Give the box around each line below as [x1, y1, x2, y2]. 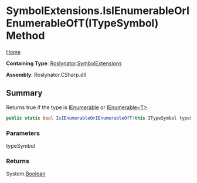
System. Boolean [6, 170, 46, 177]
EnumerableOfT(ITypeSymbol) [6, 16, 159, 30]
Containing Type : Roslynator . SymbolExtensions [6, 60, 122, 67]
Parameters [6, 129, 40, 137]
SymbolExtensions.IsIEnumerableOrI [6, 4, 189, 18]
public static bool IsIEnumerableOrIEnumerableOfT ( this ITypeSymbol [6, 115, 177, 121]
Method [6, 29, 45, 42]
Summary [6, 88, 43, 98]
